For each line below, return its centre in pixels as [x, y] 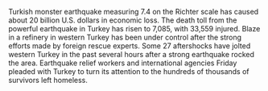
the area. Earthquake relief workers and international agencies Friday [123, 63]
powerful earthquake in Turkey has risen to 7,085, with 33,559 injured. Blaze [134, 29]
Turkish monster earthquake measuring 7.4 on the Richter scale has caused [134, 12]
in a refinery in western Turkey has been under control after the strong [125, 37]
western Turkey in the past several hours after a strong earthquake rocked [132, 54]
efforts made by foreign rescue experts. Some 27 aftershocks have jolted [130, 46]
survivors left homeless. [48, 80]
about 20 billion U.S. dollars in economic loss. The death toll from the [123, 20]
